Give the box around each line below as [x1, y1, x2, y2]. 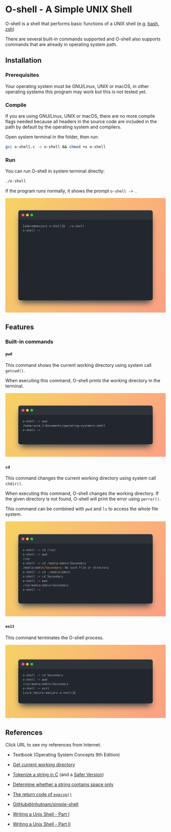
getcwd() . [5, 367, 25, 374]
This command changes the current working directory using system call [5, 475, 156, 481]
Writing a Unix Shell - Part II [12, 821, 71, 827]
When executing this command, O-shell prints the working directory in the [5, 377, 160, 383]
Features [5, 322, 34, 331]
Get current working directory [12, 761, 75, 768]
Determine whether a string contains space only [12, 781, 113, 787]
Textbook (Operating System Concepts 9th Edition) [12, 752, 120, 758]
